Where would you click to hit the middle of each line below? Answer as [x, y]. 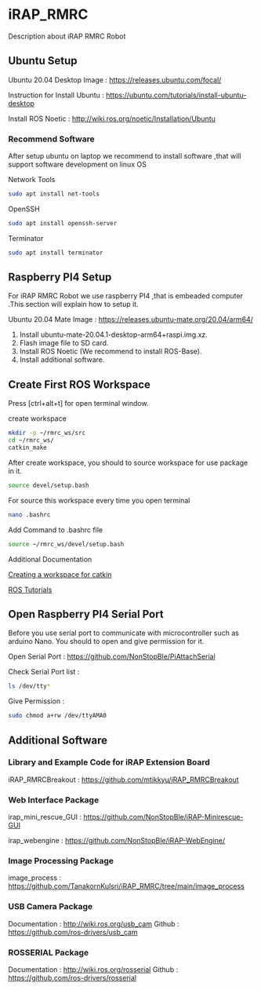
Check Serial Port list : [44, 672]
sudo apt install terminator [56, 253]
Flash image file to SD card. [64, 343]
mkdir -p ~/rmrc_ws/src [47, 433]
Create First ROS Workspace [80, 384]
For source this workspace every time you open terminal [99, 500]
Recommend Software [52, 139]
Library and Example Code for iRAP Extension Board [109, 762]
